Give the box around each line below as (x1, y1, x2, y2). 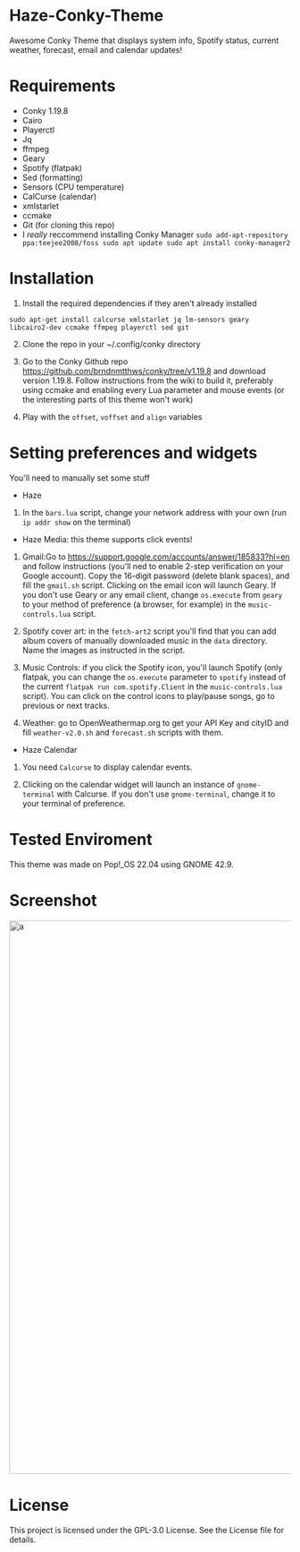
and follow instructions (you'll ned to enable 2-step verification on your (21, 560, 284, 571)
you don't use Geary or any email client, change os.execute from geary (21, 589, 283, 600)
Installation (9, 269, 95, 289)
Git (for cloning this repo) (21, 219, 115, 230)
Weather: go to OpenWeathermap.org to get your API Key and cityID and (21, 717, 289, 728)
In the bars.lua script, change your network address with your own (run (21, 507, 287, 517)
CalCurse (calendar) (21, 191, 97, 201)
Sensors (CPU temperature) (21, 181, 125, 192)
